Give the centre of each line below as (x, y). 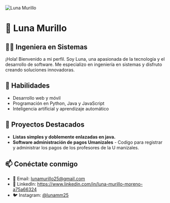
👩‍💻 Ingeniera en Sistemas (46, 47)
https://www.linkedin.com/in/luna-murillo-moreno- (90, 184)
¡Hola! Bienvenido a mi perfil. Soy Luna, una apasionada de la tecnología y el (85, 59)
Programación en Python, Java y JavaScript (59, 103)
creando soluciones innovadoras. (40, 70)
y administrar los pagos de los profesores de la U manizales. (76, 147)
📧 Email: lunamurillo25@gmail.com (49, 179)
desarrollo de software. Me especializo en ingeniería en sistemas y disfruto (84, 64)
